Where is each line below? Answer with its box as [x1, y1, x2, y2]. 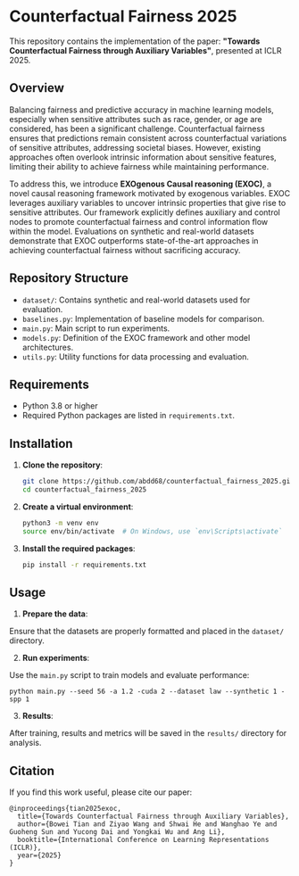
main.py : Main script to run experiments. [21, 323, 170, 334]
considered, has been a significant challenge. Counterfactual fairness [9, 123, 265, 134]
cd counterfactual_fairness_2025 [21, 485, 147, 494]
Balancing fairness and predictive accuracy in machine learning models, [9, 104, 274, 115]
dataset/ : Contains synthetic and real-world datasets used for [21, 294, 251, 305]
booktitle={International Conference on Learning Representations [17, 836, 270, 845]
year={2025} [17, 851, 62, 860]
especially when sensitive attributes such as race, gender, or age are [9, 113, 262, 124]
